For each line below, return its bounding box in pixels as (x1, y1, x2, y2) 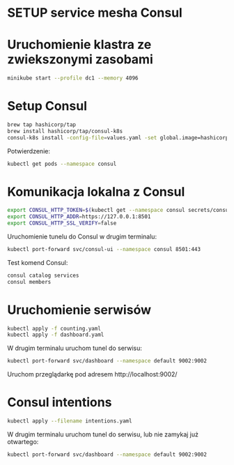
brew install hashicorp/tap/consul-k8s (7, 128, 123, 135)
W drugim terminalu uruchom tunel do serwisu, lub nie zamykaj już (7, 430, 198, 439)
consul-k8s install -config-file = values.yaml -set (7, 134, 157, 141)
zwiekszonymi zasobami (7, 52, 153, 68)
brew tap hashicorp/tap (7, 121, 77, 128)
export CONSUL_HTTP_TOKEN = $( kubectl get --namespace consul (7, 207, 186, 214)
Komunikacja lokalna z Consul (7, 183, 185, 199)
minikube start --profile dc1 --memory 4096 (7, 75, 139, 82)
